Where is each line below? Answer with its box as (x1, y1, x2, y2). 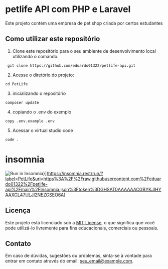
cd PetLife (5, 81, 28, 86)
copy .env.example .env (5, 118, 55, 123)
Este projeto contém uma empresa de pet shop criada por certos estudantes (5, 20, 163, 26)
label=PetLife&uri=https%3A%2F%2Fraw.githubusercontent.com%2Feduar (5, 176, 161, 182)
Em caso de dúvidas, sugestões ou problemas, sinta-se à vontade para (5, 252, 152, 259)
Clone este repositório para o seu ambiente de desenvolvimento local (12, 48, 156, 54)
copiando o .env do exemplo (12, 109, 72, 115)
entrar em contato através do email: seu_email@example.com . (5, 258, 134, 264)
